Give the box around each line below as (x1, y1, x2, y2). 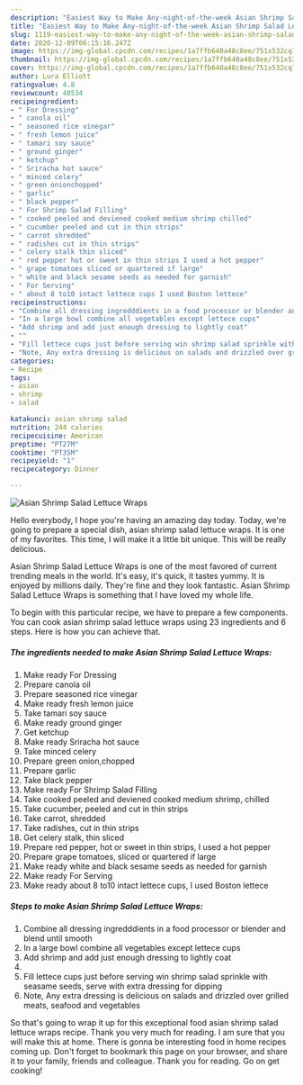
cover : (10, 64, 35, 73)
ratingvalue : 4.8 (10, 80, 76, 89)
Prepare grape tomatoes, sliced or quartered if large (22, 851, 217, 862)
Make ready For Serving (22, 870, 113, 881)
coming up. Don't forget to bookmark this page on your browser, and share (10, 1045, 289, 1056)
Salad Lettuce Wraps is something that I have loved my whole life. (10, 590, 254, 600)
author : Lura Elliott (10, 72, 92, 81)
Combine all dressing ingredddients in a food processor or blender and (22, 923, 286, 934)
